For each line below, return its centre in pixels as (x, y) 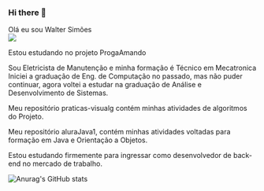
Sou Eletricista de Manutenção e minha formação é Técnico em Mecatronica (132, 68)
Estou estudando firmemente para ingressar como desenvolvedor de (120, 156)
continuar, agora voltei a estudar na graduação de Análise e (105, 85)
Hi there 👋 (28, 13)
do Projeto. (26, 116)
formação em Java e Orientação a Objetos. (78, 140)
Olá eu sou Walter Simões (50, 30)
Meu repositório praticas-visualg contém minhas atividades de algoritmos (128, 108)
